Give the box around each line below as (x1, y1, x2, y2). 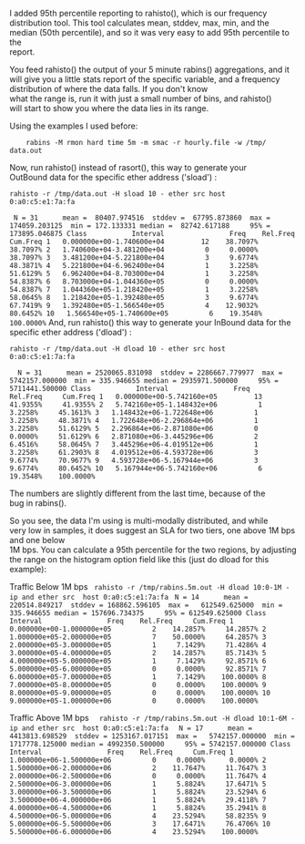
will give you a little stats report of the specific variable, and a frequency (9, 74, 280, 85)
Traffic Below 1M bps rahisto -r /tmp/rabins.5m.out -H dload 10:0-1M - (9, 582, 290, 592)
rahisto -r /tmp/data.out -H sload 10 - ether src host (9, 190, 226, 199)
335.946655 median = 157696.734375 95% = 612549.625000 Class (9, 609, 267, 618)
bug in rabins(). (9, 498, 66, 509)
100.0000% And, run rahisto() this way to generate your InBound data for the (9, 317, 291, 327)
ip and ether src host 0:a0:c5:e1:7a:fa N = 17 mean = (9, 724, 253, 733)
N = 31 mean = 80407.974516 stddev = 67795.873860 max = (13, 213, 271, 222)
